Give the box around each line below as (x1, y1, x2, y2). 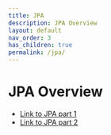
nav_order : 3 (8, 33, 52, 42)
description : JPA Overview (8, 19, 98, 27)
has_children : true (8, 41, 73, 49)
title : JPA (8, 11, 44, 20)
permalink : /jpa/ (8, 48, 66, 56)
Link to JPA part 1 (19, 109, 77, 118)
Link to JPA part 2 (19, 117, 78, 127)
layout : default (8, 26, 62, 34)
